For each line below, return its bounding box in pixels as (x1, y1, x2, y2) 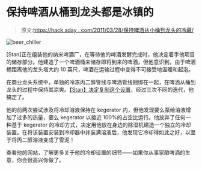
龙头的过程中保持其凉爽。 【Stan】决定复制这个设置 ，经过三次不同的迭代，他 (6, 86, 194, 93)
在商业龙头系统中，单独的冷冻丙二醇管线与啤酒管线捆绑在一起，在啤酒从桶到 (6, 79, 196, 86)
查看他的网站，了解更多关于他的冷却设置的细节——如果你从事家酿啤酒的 (6, 149, 185, 156)
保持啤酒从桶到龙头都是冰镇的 (6, 5, 155, 19)
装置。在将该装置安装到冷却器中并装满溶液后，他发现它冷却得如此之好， (6, 128, 185, 135)
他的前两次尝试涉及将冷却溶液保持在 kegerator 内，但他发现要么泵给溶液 (6, 106, 186, 113)
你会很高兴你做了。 (16, 156, 64, 164)
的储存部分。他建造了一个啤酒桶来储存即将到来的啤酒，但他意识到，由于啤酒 (6, 58, 196, 65)
